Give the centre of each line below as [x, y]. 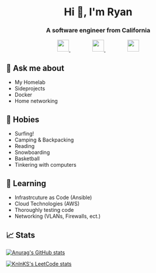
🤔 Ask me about [35, 68]
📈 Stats [21, 235]
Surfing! [24, 134]
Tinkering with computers [46, 165]
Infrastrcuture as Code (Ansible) [53, 197]
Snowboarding [32, 153]
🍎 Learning [26, 183]
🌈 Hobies [23, 119]
